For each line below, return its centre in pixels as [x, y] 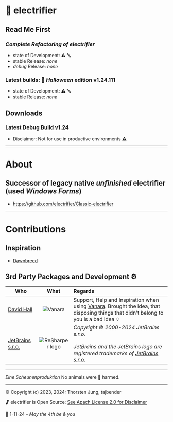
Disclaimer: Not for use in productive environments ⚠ [70, 139]
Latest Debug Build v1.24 [37, 127]
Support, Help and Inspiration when [116, 300]
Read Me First [28, 30]
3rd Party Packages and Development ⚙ [71, 277]
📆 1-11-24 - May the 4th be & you [40, 414]
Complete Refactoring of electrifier [50, 44]
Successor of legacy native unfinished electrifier [85, 183]
